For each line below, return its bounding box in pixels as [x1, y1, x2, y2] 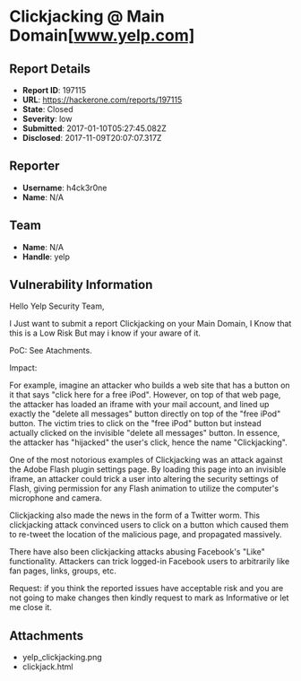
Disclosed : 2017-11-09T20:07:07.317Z [21, 133, 162, 143]
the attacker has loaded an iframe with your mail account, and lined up [9, 399, 270, 410]
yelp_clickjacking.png [21, 652, 103, 663]
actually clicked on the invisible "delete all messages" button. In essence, [9, 428, 280, 439]
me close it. [9, 602, 52, 613]
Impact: [9, 362, 38, 373]
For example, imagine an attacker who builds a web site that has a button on [9, 380, 290, 391]
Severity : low [21, 114, 73, 124]
